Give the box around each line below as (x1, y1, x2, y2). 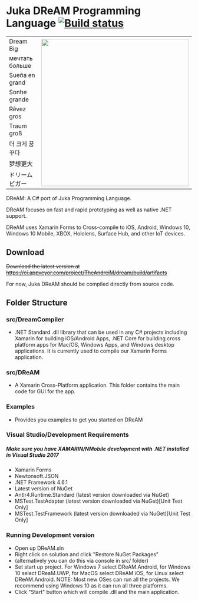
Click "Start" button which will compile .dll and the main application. (14, 588, 180, 595)
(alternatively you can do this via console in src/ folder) (14, 557, 149, 564)
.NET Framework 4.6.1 (14, 479, 68, 486)
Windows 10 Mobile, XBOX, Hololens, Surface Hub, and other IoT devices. (6, 230, 186, 237)
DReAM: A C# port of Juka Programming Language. (6, 195, 132, 202)
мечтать (9, 54, 33, 62)
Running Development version (6, 531, 95, 539)
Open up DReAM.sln (14, 544, 64, 552)
